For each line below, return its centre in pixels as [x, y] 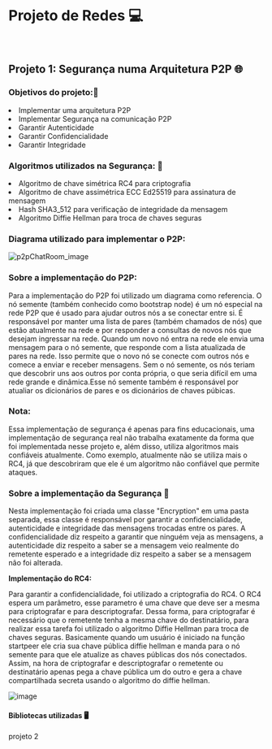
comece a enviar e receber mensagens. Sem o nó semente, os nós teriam [132, 364]
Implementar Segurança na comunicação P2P [95, 119]
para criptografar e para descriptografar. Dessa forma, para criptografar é [132, 612]
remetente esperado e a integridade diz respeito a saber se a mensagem [130, 554]
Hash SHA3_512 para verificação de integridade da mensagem [123, 209]
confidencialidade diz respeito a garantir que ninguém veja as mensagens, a [136, 537]
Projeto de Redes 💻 [76, 16]
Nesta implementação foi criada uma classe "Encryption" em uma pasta [129, 511]
